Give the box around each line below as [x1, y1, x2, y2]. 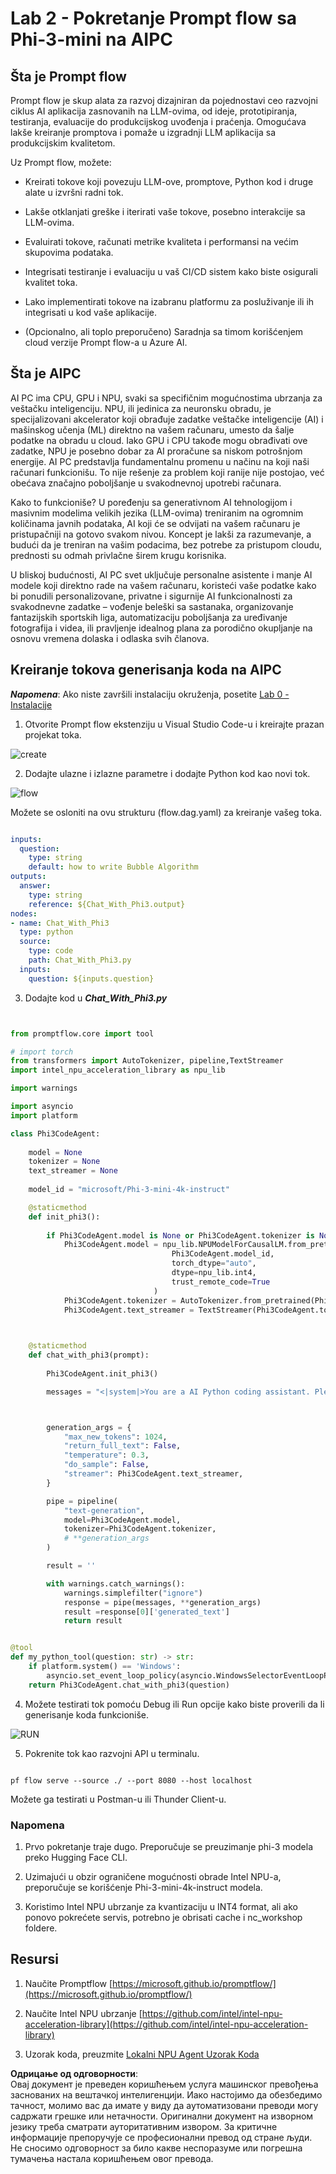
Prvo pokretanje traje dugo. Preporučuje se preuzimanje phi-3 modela [24, 1840, 314, 1852]
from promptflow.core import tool [10, 1028, 155, 1039]
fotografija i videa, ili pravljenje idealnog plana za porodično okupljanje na [10, 622, 313, 634]
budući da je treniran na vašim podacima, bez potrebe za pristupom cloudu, [10, 538, 323, 551]
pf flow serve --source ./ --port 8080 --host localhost [10, 1775, 253, 1786]
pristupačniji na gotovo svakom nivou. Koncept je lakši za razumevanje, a [10, 528, 312, 540]
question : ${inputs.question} [28, 973, 155, 984]
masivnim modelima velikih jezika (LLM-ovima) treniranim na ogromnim [10, 507, 304, 519]
